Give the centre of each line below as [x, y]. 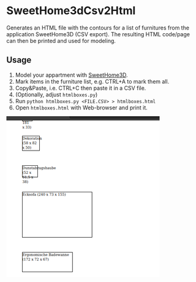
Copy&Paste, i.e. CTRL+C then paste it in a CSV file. [81, 88]
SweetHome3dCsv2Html [71, 11]
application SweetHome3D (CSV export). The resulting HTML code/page [98, 34]
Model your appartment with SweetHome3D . [71, 75]
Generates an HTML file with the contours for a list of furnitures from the [98, 28]
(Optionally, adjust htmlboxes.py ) [56, 94]
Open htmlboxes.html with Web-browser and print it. [81, 108]
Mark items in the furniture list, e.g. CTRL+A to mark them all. [92, 81]
